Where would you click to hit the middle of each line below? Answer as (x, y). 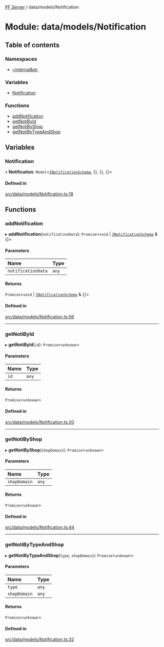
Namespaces (21, 59)
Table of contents (32, 45)
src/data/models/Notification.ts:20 (40, 422)
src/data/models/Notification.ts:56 (40, 317)
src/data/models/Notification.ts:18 (39, 194)
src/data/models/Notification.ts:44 (40, 527)
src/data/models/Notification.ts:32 (40, 640)
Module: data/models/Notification (76, 27)
